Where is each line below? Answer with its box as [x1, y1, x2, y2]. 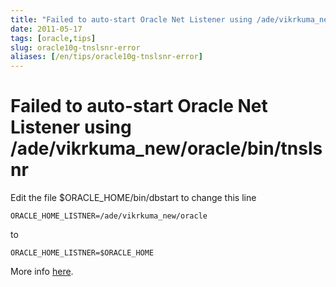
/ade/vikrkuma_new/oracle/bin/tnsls [10, 137, 323, 160]
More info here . [10, 266, 74, 278]
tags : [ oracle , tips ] [10, 33, 97, 43]
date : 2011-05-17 [10, 24, 83, 34]
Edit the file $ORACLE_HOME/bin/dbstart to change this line [10, 192, 257, 204]
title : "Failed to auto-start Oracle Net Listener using [10, 14, 253, 25]
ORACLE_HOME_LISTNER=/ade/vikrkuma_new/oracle [10, 211, 208, 221]
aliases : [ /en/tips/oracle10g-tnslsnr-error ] [10, 52, 203, 62]
